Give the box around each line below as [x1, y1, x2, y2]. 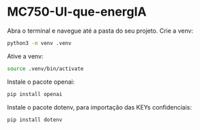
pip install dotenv [7, 116, 63, 123]
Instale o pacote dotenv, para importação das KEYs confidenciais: [7, 103, 192, 111]
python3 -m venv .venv [7, 39, 72, 46]
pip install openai [7, 91, 63, 97]
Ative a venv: [7, 52, 44, 60]
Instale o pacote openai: [7, 78, 75, 86]
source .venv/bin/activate [7, 65, 84, 72]
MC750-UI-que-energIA [7, 4, 147, 20]
